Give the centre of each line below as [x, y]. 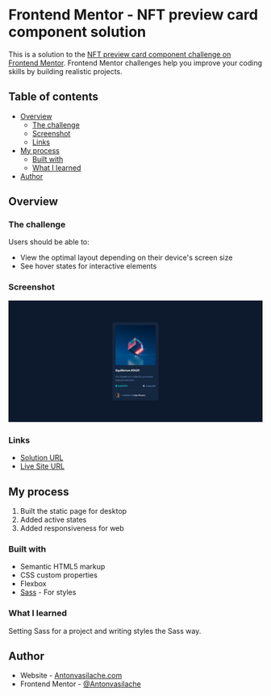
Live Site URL [42, 466]
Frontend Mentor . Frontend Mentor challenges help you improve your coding [135, 63]
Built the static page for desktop [73, 511]
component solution [77, 32]
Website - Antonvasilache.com [71, 676]
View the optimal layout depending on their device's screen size [126, 258]
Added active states [53, 520]
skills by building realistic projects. [65, 71]
